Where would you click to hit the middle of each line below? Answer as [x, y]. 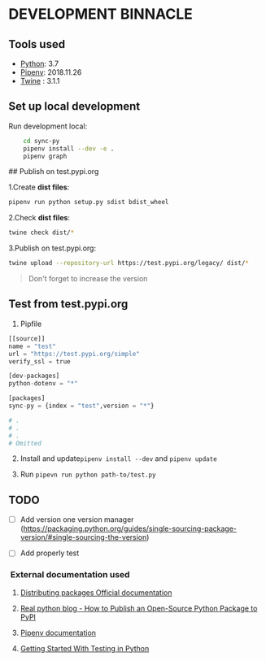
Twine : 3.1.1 [40, 81]
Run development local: [48, 126]
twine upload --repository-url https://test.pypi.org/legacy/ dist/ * [129, 263]
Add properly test [50, 553]
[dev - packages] [34, 376]
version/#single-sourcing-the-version [83, 537]
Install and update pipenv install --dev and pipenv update [118, 459]
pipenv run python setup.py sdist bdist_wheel [89, 202]
